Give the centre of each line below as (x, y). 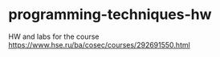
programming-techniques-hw (110, 15)
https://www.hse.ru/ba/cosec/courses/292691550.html (99, 44)
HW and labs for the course (54, 36)
